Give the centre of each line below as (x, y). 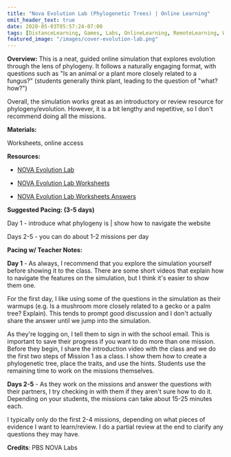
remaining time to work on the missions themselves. (81, 371)
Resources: (24, 157)
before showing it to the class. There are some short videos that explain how (115, 271)
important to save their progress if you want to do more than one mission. (111, 342)
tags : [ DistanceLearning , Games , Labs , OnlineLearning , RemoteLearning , (113, 33)
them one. (22, 285)
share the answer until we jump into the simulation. (79, 321)
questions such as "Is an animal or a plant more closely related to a (102, 74)
